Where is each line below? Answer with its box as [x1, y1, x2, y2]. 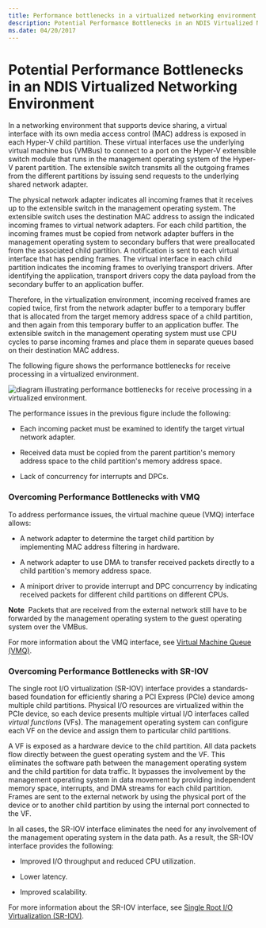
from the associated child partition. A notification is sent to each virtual [8, 246, 239, 255]
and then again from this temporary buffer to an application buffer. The [8, 320, 239, 330]
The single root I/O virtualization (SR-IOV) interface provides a [8, 683, 211, 693]
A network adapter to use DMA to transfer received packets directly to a [19, 557, 255, 566]
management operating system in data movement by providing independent [8, 775, 256, 784]
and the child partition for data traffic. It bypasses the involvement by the [8, 766, 246, 775]
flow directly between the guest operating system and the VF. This [8, 749, 226, 759]
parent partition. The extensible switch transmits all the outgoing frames [14, 163, 250, 172]
